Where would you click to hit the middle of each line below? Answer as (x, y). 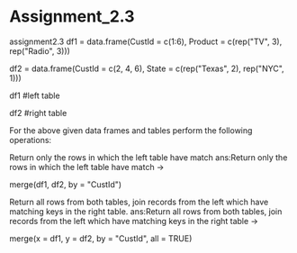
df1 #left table (35, 95)
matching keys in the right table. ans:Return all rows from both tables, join (146, 211)
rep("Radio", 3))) (40, 50)
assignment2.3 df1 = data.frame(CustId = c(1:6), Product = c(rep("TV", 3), (146, 41)
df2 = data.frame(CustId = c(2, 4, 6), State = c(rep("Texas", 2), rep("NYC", (147, 68)
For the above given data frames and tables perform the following (131, 130)
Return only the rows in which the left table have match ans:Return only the (148, 157)
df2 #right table (38, 113)
